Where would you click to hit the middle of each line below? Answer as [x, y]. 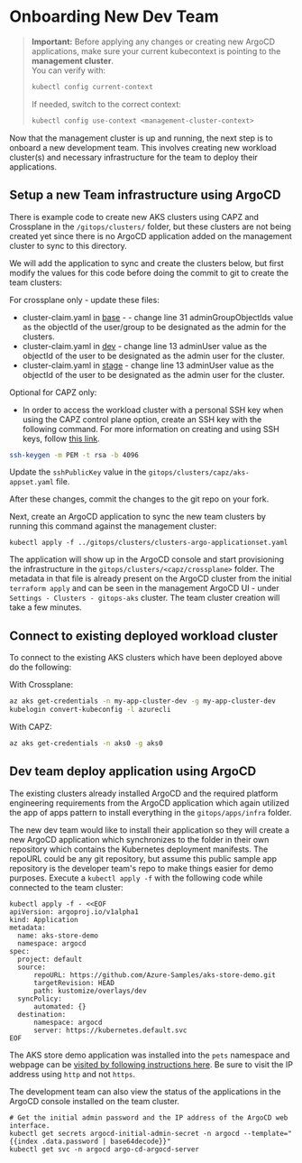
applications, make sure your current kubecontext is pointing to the [156, 51]
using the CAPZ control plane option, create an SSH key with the [142, 419]
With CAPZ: [31, 726]
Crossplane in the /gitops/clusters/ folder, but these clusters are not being [150, 226]
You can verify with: [69, 70]
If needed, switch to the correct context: [106, 104]
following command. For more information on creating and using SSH [151, 429]
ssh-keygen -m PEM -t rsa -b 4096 [74, 455]
